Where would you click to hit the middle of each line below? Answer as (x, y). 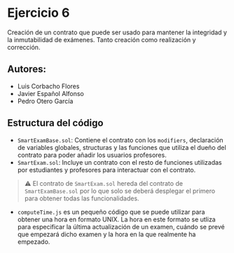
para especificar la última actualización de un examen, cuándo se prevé (121, 226)
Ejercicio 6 (39, 13)
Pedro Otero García (45, 101)
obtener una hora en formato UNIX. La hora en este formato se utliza (116, 219)
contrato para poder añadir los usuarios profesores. (92, 155)
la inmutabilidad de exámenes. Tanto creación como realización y (102, 39)
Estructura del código (55, 123)
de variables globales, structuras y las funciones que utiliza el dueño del (122, 147)
